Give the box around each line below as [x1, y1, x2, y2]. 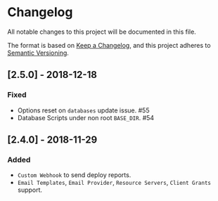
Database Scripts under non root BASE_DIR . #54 [17, 113, 155, 122]
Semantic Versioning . [7, 48, 69, 57]
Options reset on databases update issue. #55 [17, 106, 150, 115]
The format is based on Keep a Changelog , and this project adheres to [7, 41, 211, 49]
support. [17, 186, 43, 194]
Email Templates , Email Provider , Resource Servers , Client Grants [17, 179, 211, 187]
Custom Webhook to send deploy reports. [17, 171, 132, 179]
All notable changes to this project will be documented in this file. [7, 27, 197, 36]
